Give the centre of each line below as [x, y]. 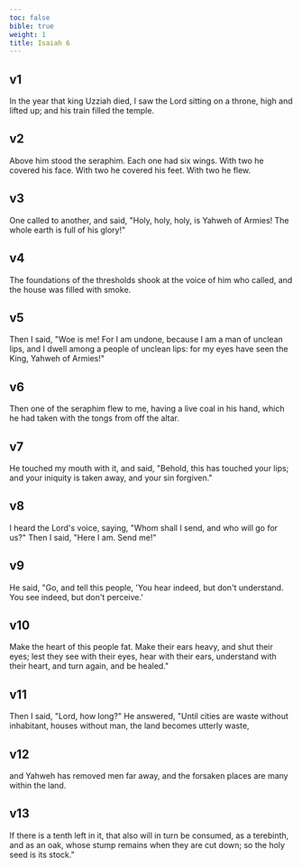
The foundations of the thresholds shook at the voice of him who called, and [151, 279]
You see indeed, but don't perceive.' [77, 597]
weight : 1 [28, 34]
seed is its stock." [42, 854]
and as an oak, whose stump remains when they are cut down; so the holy [147, 844]
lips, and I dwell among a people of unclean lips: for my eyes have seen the [149, 349]
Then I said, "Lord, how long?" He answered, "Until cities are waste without [149, 716]
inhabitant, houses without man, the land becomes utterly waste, [129, 726]
